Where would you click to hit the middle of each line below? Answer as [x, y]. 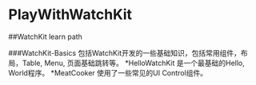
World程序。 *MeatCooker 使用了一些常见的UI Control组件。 [108, 72]
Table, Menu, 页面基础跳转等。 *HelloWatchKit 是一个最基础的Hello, [134, 63]
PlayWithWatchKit [70, 15]
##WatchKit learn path [45, 37]
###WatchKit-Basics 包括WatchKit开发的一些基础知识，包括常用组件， [125, 52]
